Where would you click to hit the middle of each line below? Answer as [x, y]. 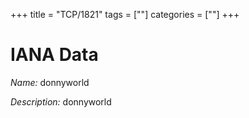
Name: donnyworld [50, 82]
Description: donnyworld [61, 101]
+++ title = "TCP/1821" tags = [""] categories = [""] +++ [125, 14]
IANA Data [54, 55]
